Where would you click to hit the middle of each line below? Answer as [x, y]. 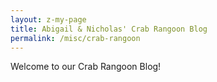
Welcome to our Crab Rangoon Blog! [86, 67]
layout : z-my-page [48, 19]
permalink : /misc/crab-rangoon [75, 38]
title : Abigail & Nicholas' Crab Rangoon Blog [109, 29]
